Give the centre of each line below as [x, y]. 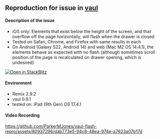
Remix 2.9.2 [24, 94]
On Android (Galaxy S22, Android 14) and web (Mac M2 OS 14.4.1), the [83, 47]
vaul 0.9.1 [21, 99]
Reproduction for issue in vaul [52, 8]
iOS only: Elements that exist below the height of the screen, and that [81, 31]
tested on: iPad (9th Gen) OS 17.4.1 [47, 104]
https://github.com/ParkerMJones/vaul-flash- [51, 126]
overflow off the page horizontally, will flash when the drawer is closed [83, 37]
